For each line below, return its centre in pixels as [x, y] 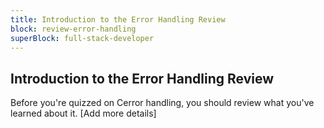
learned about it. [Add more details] [83, 113]
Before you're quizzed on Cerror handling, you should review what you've [162, 103]
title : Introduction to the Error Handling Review [118, 19]
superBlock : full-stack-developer [82, 38]
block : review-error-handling [73, 29]
